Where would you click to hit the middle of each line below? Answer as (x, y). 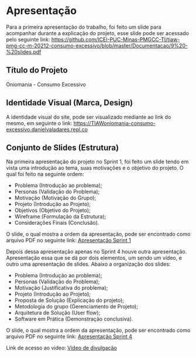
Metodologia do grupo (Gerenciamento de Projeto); (76, 307)
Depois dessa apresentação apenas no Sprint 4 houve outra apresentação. (97, 252)
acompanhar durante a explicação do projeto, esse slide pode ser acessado (97, 33)
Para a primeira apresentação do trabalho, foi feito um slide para (84, 27)
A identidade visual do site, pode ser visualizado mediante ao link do (89, 117)
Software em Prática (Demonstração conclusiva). (74, 319)
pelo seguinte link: (28, 39)
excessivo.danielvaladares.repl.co (47, 129)
